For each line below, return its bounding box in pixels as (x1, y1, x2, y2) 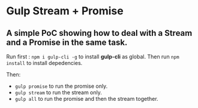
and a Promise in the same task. (6, 37, 128, 47)
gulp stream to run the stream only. (14, 89, 102, 96)
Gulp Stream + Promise (6, 4, 124, 18)
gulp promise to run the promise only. (14, 82, 108, 90)
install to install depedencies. (6, 60, 83, 66)
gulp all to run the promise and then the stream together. (14, 95, 158, 102)
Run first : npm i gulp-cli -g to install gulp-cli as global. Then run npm (6, 53, 179, 60)
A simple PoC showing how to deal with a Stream (6, 28, 193, 38)
